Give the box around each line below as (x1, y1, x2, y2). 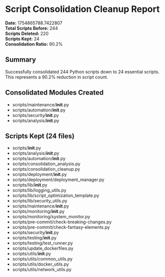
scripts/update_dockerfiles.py (12, 245, 74, 252)
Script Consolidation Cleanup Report (5, 3, 160, 15)
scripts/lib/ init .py (12, 182, 48, 188)
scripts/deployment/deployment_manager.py (12, 177, 104, 183)
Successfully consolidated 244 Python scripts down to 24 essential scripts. (5, 69, 160, 75)
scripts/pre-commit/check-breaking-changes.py (12, 219, 112, 225)
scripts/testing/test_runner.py (12, 240, 73, 246)
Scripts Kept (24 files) (5, 132, 75, 140)
